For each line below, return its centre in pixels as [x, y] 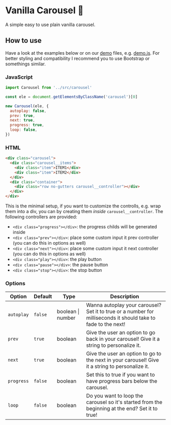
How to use [23, 41]
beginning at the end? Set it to [122, 409]
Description [125, 297]
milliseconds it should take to [121, 318]
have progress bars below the [122, 381]
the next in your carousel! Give [123, 360]
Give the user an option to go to [124, 353]
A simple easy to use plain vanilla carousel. [50, 25]
